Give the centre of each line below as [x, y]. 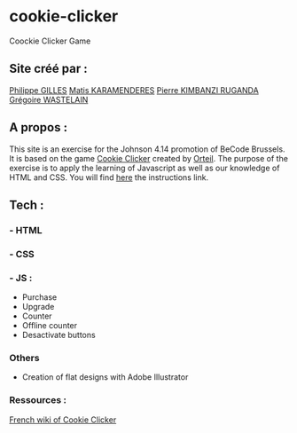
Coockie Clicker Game [50, 41]
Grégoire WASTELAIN [49, 99]
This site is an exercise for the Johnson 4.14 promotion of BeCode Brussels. [147, 149]
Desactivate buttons [59, 335]
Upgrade [38, 307]
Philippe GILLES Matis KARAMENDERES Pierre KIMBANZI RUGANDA [134, 90]
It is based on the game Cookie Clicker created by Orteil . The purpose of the [148, 158]
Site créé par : [48, 69]
